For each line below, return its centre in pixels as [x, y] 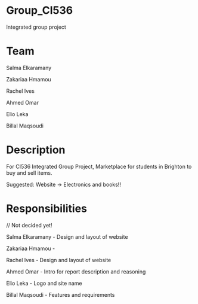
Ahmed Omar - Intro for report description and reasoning [76, 271]
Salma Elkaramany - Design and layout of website [67, 236]
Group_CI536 [40, 10]
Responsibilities [47, 209]
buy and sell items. [29, 173]
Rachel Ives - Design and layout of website [59, 260]
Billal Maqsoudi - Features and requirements [61, 294]
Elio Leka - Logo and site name [44, 283]
